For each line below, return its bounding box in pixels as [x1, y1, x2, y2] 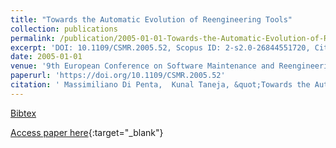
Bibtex [10, 107, 37, 119]
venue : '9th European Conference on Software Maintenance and [10, 61, 275, 71]
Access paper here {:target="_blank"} [10, 126, 164, 138]
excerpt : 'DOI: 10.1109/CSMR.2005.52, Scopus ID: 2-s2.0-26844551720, [10, 42, 311, 53]
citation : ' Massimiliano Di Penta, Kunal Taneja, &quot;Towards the [10, 80, 311, 90]
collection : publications [10, 24, 118, 34]
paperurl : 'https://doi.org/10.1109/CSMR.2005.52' [10, 71, 226, 81]
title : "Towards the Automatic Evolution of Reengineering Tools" [10, 14, 293, 25]
